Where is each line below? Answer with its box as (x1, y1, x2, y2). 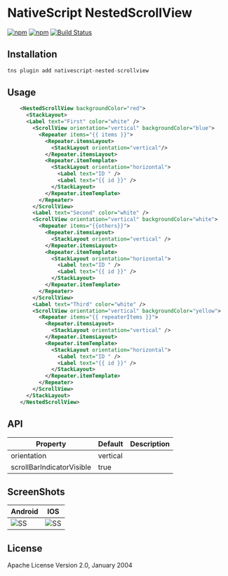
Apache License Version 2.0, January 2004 (7, 561, 133, 570)
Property (36, 438, 67, 448)
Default (98, 438, 123, 448)
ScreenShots (7, 485, 65, 497)
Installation (7, 48, 58, 60)
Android (11, 507, 39, 516)
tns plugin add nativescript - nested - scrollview (7, 67, 149, 74)
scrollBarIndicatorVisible (11, 462, 92, 471)
